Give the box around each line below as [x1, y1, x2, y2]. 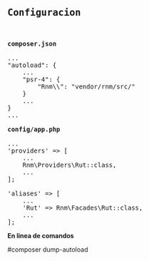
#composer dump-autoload [7, 245, 88, 254]
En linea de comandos [7, 231, 74, 240]
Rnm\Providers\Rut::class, [22, 160, 117, 169]
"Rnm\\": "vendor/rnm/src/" [37, 82, 135, 91]
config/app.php [7, 125, 61, 133]
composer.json [7, 39, 57, 48]
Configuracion [7, 7, 81, 19]
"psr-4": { [22, 75, 61, 83]
